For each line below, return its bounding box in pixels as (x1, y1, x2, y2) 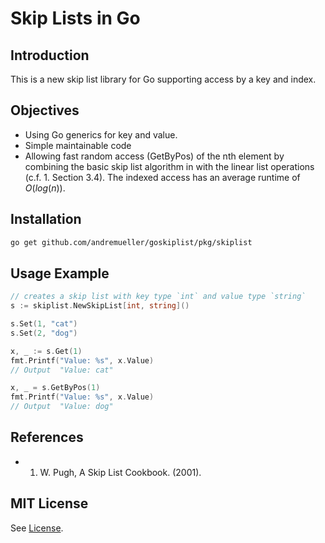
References (10, 429, 84, 446)
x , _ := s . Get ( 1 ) (10, 346, 83, 356)
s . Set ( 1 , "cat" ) (10, 319, 78, 329)
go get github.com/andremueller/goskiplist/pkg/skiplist (10, 237, 253, 247)
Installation (10, 211, 82, 228)
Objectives (10, 102, 80, 119)
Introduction (10, 47, 90, 64)
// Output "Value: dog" (10, 402, 114, 412)
